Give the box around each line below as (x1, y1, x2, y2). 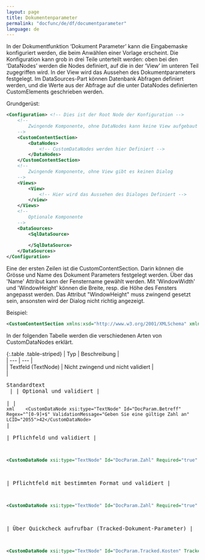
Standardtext (6, 381, 46, 388)
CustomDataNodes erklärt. (6, 338, 74, 346)
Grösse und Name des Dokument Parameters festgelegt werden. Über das (6, 271, 193, 278)
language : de (6, 26, 40, 32)
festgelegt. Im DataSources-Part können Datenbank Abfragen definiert (6, 75, 184, 82)
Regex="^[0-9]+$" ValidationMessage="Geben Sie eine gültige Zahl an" (6, 411, 190, 417)
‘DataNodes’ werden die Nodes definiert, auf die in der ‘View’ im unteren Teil (6, 62, 199, 70)
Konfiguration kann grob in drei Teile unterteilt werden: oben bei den (6, 56, 178, 63)
